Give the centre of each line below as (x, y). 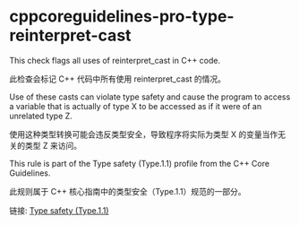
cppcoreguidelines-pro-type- (122, 17)
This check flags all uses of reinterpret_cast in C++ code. (115, 60)
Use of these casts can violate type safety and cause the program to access (150, 97)
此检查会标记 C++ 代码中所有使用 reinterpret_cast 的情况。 (118, 79)
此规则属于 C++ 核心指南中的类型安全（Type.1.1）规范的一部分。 (128, 191)
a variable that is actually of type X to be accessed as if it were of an (136, 106)
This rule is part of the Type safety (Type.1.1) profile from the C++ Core (140, 163)
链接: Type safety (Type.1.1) (59, 210)
